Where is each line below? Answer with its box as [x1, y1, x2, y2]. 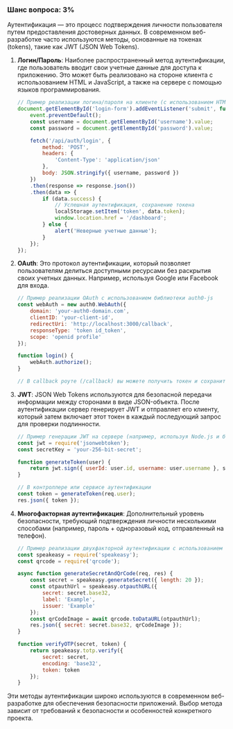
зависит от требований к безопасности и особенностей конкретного [7, 707, 212, 715]
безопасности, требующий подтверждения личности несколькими [17, 516, 216, 525]
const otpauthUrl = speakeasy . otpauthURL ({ [30, 583, 157, 590]
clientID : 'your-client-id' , [30, 314, 114, 322]
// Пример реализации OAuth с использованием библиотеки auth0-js [17, 295, 214, 302]
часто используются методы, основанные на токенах [42, 35, 202, 44]
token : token [42, 667, 80, 674]
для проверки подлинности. [17, 419, 101, 428]
